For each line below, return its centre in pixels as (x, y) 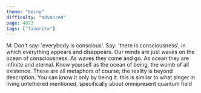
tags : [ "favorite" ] (31, 28)
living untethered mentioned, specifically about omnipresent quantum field (99, 84)
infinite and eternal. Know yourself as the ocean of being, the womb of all (98, 65)
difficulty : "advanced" (36, 17)
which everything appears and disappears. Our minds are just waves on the (100, 52)
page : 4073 (20, 23)
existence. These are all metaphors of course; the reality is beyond (90, 71)
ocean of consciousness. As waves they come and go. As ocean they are (98, 58)
